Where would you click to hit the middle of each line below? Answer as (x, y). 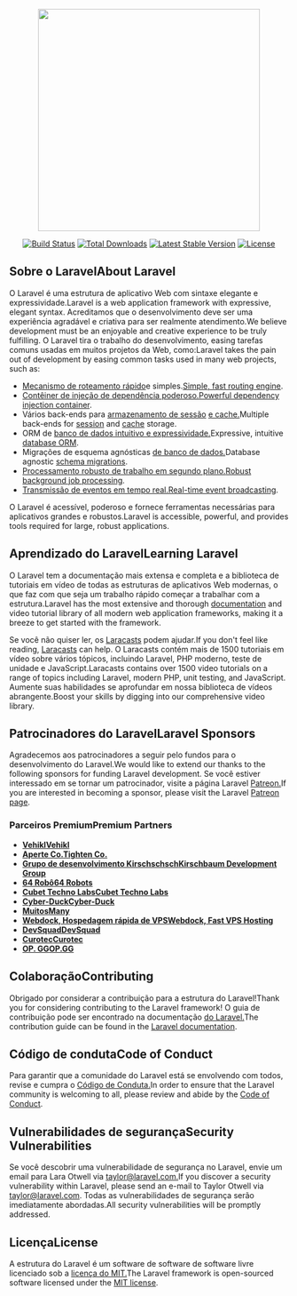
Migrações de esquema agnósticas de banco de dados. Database (141, 452)
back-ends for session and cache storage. (99, 423)
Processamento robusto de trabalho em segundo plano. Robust (137, 470)
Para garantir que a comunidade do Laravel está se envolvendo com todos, (146, 1076)
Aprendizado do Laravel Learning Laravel (124, 554)
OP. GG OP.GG (48, 948)
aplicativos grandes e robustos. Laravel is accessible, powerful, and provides (149, 516)
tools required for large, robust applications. (90, 525)
